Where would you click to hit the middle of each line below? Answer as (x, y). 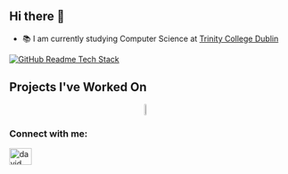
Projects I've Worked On (78, 87)
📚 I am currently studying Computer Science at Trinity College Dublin (150, 38)
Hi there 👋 (37, 17)
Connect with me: (49, 133)
